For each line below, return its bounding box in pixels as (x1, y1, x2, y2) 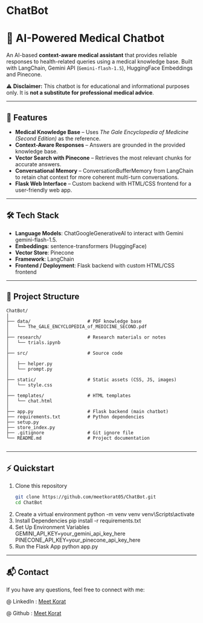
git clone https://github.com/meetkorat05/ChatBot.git (14, 494, 156, 500)
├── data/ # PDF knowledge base (6, 318, 142, 325)
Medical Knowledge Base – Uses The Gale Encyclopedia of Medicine (14, 128, 189, 135)
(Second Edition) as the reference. (14, 135, 101, 142)
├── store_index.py (6, 424, 56, 431)
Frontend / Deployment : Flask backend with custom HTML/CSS (14, 261, 175, 269)
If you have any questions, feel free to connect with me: (6, 586, 145, 593)
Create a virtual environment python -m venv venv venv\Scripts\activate (14, 511, 195, 518)
